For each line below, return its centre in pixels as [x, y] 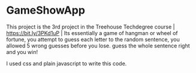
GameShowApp [46, 10]
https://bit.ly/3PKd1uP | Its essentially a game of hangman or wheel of [92, 33]
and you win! [22, 52]
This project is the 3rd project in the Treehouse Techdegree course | [91, 27]
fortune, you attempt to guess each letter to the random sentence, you [93, 39]
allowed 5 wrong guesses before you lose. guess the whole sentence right [98, 46]
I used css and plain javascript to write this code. [67, 64]
